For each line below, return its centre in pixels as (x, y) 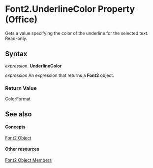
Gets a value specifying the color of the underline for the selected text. (77, 33)
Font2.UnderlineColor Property (70, 9)
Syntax (16, 54)
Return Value (21, 88)
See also (18, 114)
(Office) (21, 19)
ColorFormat (18, 99)
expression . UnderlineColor (33, 66)
